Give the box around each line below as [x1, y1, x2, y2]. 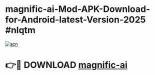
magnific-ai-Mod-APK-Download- [5, 3, 150, 15]
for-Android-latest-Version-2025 [5, 14, 146, 25]
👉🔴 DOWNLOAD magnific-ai [5, 60, 127, 71]
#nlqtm [5, 25, 36, 36]
